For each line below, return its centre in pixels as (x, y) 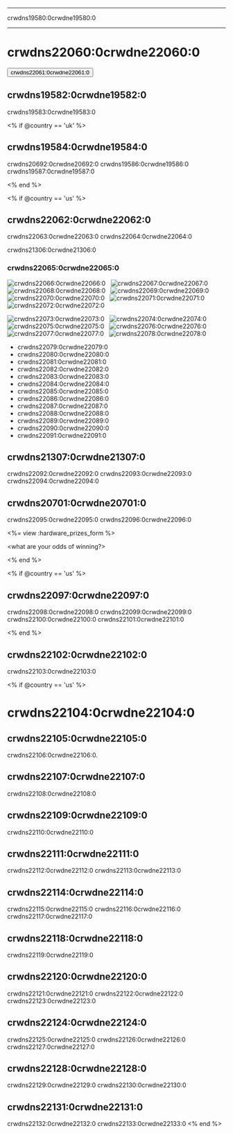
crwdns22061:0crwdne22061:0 (50, 73)
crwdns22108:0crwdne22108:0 (52, 793)
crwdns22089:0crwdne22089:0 (63, 420)
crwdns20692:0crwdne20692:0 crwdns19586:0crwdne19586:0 (98, 164)
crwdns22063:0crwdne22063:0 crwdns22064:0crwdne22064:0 (100, 237)
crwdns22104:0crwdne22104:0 (101, 713)
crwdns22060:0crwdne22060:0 (104, 52)
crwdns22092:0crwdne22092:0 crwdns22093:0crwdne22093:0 (100, 474)
